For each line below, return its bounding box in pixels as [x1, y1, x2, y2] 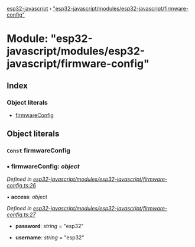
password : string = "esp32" [15, 223, 84, 230]
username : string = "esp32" [15, 234, 84, 241]
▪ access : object [6, 193, 48, 200]
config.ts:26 [6, 182, 36, 189]
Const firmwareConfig [6, 147, 70, 155]
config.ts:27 [6, 211, 36, 218]
